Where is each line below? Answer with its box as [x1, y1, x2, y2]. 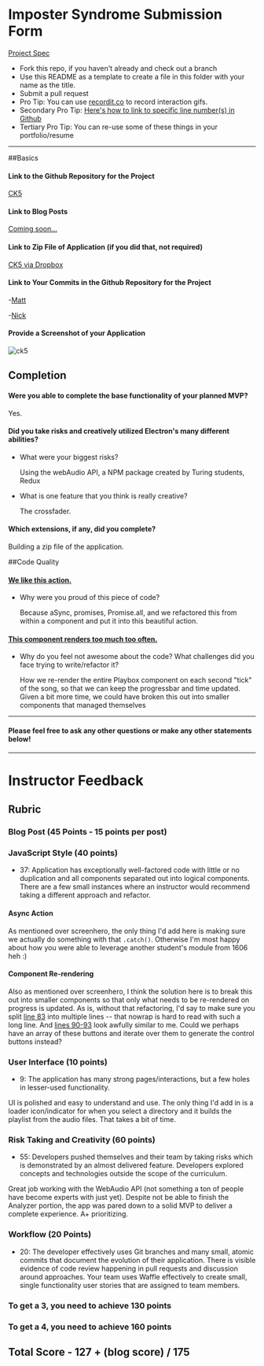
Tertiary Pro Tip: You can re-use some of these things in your [19, 122, 218, 131]
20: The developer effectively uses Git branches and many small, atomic [19, 1246, 254, 1257]
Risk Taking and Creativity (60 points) [8, 1134, 156, 1145]
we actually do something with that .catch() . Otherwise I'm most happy [8, 935, 240, 944]
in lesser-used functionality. [19, 1083, 110, 1092]
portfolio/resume [19, 130, 75, 139]
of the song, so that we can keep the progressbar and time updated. [19, 683, 241, 694]
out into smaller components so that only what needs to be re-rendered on [8, 994, 250, 1005]
